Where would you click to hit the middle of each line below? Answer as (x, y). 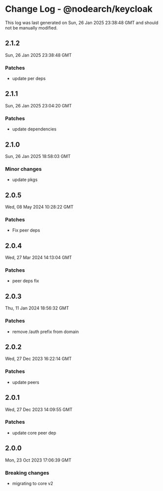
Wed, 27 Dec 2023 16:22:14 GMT (38, 359)
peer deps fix (25, 281)
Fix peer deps (26, 230)
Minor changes (23, 169)
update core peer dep (34, 433)
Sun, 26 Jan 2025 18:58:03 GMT (38, 156)
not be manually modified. (31, 27)
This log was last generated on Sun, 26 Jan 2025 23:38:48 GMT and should (82, 23)
